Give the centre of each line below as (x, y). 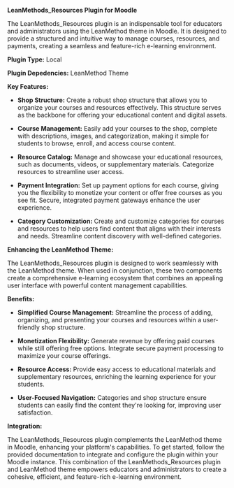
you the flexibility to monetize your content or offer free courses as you (120, 193)
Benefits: (21, 299)
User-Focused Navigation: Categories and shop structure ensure (112, 397)
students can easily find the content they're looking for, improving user (119, 405)
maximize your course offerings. (64, 356)
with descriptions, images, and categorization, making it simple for (113, 136)
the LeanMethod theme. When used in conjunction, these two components (115, 271)
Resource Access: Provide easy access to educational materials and (117, 369)
